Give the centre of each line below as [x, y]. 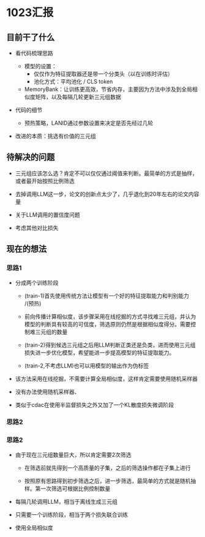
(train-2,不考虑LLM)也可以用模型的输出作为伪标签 [87, 366]
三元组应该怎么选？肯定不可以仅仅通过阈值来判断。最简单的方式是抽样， [106, 173]
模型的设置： [40, 66]
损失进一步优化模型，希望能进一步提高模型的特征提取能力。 [99, 352]
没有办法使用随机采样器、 [47, 391]
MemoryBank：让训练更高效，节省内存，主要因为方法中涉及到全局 [108, 89]
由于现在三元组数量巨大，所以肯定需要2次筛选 [73, 455]
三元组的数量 [51, 332]
